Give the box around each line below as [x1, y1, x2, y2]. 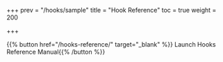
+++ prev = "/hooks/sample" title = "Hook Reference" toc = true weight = [6, 6, 217, 14]
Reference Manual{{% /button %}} [6, 48, 106, 56]
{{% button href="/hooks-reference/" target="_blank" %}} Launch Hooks [6, 40, 216, 48]
